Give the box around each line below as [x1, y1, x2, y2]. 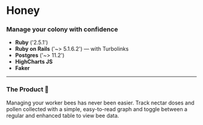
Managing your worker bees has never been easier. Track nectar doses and [6, 99, 195, 106]
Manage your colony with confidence [6, 25, 118, 34]
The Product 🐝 [6, 85, 50, 94]
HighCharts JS [14, 58, 53, 65]
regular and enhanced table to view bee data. [6, 112, 120, 119]
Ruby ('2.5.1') [14, 39, 48, 46]
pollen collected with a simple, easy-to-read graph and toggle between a [6, 105, 188, 112]
